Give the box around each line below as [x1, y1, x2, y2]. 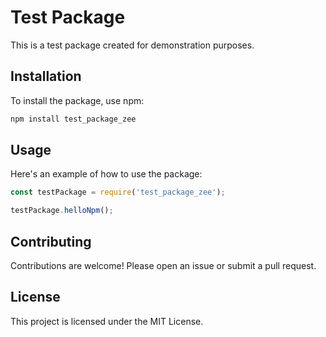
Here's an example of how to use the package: [10, 168, 203, 180]
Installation [10, 68, 82, 85]
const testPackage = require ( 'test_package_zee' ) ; [10, 187, 226, 198]
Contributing [10, 233, 92, 250]
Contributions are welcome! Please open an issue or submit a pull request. [10, 260, 317, 271]
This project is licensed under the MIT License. [10, 315, 204, 327]
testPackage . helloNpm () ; [10, 206, 114, 216]
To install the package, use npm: [10, 94, 145, 106]
